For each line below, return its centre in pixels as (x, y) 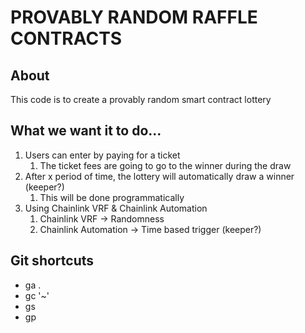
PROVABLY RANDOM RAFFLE (134, 17)
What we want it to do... (86, 131)
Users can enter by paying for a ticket (102, 155)
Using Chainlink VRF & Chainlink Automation (116, 208)
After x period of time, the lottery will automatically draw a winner (159, 176)
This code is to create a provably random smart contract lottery (141, 99)
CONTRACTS (66, 38)
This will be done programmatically (112, 197)
